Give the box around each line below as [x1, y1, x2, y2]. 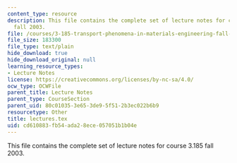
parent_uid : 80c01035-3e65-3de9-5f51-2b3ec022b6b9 [7, 102, 159, 109]
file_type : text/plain [7, 43, 74, 50]
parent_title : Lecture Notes [7, 89, 93, 96]
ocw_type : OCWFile [7, 83, 61, 90]
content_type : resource [7, 10, 78, 18]
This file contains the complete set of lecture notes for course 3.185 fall [7, 141, 214, 150]
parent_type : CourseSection [7, 96, 90, 103]
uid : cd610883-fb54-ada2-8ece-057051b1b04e [7, 121, 138, 129]
